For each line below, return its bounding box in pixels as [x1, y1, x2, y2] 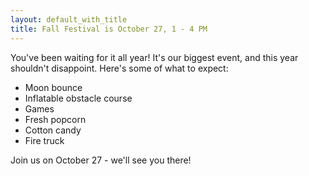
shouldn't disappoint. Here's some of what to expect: [10, 62, 229, 74]
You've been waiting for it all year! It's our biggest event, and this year [10, 51, 299, 63]
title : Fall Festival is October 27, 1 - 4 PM [10, 24, 208, 34]
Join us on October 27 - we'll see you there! [10, 154, 192, 166]
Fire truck [24, 134, 65, 146]
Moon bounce [24, 81, 83, 93]
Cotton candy [24, 124, 82, 136]
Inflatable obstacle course [24, 92, 133, 104]
